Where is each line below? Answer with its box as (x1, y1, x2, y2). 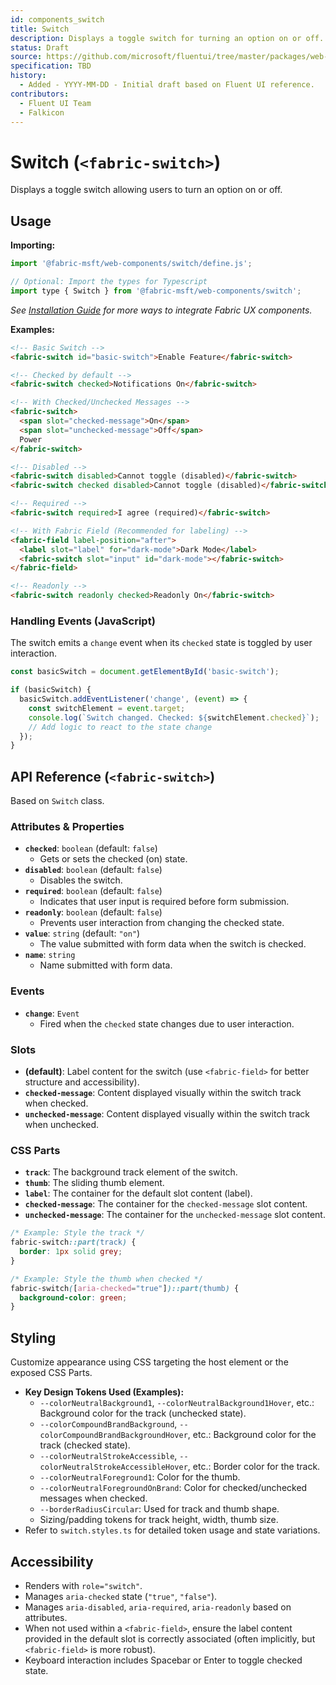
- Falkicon (19, 107, 65, 118)
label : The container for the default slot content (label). (24, 1187, 253, 1200)
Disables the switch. (39, 874, 123, 886)
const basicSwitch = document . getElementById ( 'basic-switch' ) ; (10, 667, 280, 677)
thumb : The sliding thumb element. (24, 1177, 165, 1189)
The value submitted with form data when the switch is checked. (39, 938, 307, 950)
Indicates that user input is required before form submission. (39, 896, 290, 908)
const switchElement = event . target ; (28, 703, 186, 713)
